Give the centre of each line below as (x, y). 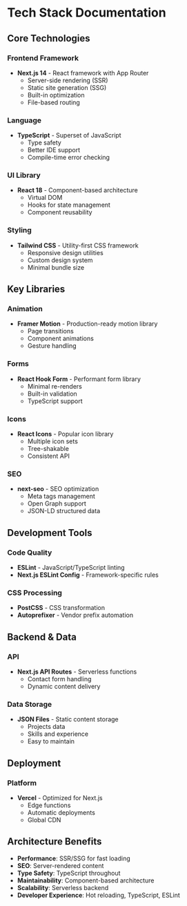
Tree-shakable (48, 449)
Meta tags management (61, 497)
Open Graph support (57, 503)
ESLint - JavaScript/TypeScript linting (71, 568)
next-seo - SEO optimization (58, 489)
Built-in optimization (56, 95)
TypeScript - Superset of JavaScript (69, 136)
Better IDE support (54, 150)
